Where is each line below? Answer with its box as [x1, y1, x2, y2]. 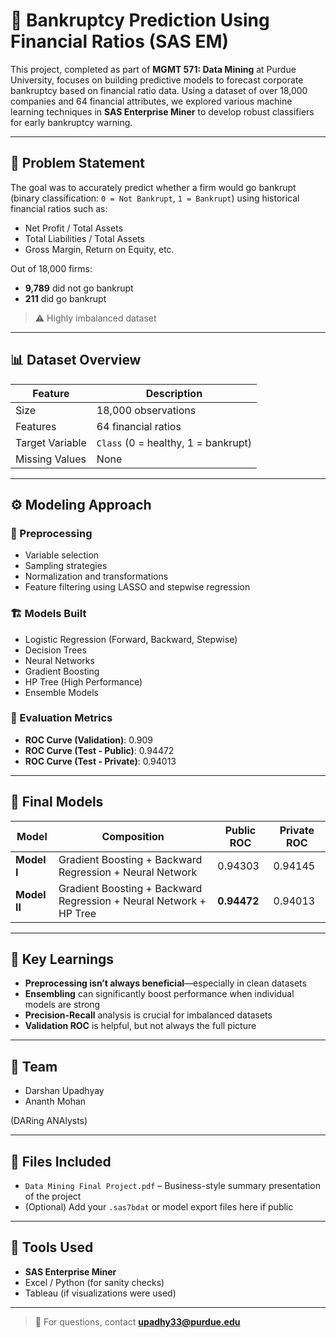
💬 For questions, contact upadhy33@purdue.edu [34, 1315, 241, 1328]
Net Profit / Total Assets [24, 222, 124, 234]
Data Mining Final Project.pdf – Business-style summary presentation [24, 1180, 321, 1192]
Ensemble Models [24, 686, 99, 698]
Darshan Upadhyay [24, 1085, 105, 1097]
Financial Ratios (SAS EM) [10, 30, 230, 53]
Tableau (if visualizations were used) [24, 1287, 177, 1299]
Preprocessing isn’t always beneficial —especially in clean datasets [24, 977, 307, 989]
